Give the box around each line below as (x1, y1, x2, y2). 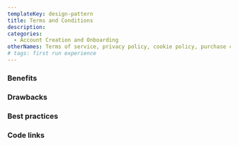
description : (7, 23, 46, 30)
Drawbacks (7, 92, 47, 102)
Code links (7, 130, 45, 140)
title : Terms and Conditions (7, 17, 93, 24)
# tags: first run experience (7, 50, 97, 57)
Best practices (7, 111, 59, 121)
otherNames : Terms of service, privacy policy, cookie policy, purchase (7, 43, 227, 50)
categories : (7, 30, 42, 37)
